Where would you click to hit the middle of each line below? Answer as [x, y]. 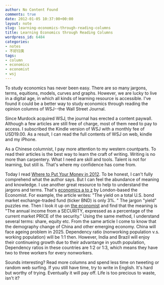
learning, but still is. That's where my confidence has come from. [71, 164]
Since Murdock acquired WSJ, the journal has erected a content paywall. [79, 118]
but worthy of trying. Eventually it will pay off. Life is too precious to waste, [81, 273]
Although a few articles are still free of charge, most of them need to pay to [81, 123]
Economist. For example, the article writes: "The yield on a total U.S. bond [80, 195]
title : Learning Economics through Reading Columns [59, 33]
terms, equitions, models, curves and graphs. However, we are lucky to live [81, 93]
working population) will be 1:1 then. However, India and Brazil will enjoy [77, 237]
